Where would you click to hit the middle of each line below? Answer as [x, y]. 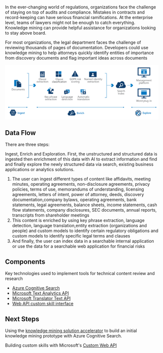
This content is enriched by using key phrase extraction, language [78, 220]
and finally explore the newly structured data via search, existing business [79, 164]
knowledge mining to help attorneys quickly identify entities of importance [80, 53]
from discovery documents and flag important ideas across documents [76, 58]
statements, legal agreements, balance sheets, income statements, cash [84, 205]
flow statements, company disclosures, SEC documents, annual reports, [84, 210]
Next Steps [22, 319]
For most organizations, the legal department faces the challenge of [73, 42]
